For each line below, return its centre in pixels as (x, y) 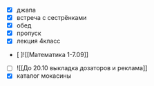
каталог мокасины (44, 76)
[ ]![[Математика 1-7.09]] (52, 55)
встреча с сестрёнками (51, 18)
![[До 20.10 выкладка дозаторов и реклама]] (82, 68)
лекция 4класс (38, 41)
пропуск (29, 33)
